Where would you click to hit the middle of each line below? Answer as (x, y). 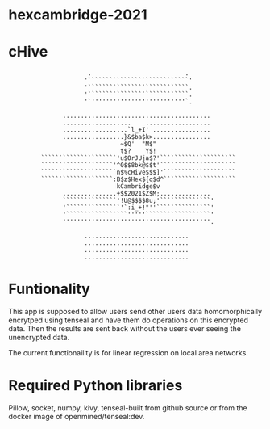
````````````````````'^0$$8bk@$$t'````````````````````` (138, 166)
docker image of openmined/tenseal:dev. (77, 416)
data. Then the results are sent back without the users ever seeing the (125, 329)
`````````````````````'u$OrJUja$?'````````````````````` (138, 158)
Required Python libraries (96, 386)
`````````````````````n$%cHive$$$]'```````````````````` (138, 172)
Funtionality (49, 289)
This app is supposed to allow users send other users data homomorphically (135, 312)
